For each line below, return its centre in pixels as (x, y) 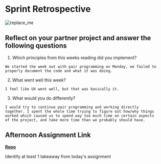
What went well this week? (39, 80)
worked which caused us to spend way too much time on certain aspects (80, 116)
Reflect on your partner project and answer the (78, 38)
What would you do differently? (44, 98)
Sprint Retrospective (48, 9)
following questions (36, 46)
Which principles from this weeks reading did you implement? (74, 57)
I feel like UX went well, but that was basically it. (62, 89)
